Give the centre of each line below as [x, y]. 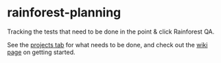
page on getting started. [41, 52]
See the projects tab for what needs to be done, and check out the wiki [107, 45]
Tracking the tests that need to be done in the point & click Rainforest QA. [111, 32]
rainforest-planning [64, 13]
